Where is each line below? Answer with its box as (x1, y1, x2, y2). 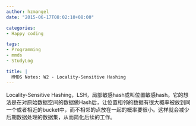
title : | (6, 68, 28, 74)
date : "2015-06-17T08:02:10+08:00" (6, 14, 94, 20)
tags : (6, 41, 20, 48)
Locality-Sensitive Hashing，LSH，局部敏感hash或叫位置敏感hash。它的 (6, 91, 184, 98)
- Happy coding (6, 30, 44, 36)
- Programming (6, 47, 42, 53)
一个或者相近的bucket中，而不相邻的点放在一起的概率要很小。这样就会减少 (6, 106, 189, 113)
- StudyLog (6, 58, 33, 64)
